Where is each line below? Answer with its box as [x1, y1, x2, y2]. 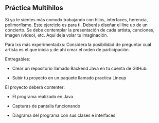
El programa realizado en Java [12, 93, 73, 99]
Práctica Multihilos [5, 4, 63, 12]
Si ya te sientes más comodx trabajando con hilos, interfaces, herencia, [5, 16, 148, 22]
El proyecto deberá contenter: [5, 84, 65, 90]
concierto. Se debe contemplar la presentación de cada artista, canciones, [5, 27, 155, 33]
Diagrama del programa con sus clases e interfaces [12, 112, 116, 118]
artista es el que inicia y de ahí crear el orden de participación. [5, 46, 130, 52]
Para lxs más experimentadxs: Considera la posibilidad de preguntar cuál [5, 41, 152, 47]
